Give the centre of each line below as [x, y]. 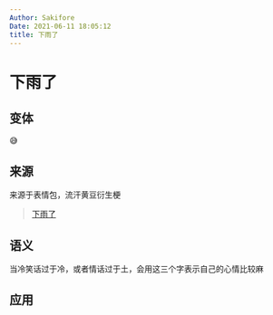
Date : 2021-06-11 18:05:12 [60, 26]
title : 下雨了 [34, 34]
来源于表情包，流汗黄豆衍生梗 [65, 195]
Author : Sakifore [42, 18]
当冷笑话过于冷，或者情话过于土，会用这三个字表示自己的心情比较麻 [136, 269]
